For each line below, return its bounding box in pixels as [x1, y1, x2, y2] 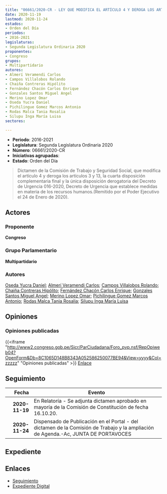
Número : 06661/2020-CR [12, 147, 66, 153]
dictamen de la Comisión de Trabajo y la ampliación [34, 424, 154, 431]
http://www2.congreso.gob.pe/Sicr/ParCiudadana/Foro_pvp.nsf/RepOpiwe [7, 344, 160, 350]
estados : [5, 21, 23, 26]
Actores [5, 208, 31, 217]
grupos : [5, 58, 21, 63]
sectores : [5, 118, 26, 124]
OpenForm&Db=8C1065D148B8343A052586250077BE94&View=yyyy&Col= [5, 354, 162, 360]
